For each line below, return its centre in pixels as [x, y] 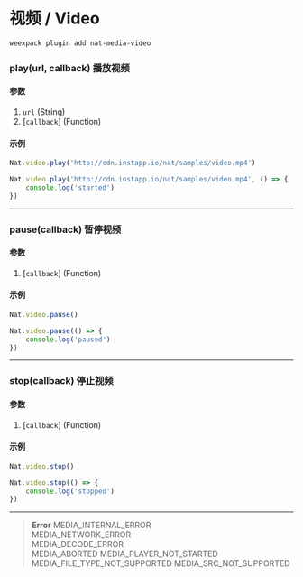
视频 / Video [55, 19]
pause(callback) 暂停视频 [65, 229]
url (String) [44, 112]
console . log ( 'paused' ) [68, 340]
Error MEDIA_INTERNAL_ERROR [91, 526]
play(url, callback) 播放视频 [70, 68]
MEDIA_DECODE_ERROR [78, 544]
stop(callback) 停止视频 [62, 381]
